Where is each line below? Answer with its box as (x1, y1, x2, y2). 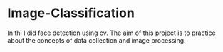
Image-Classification (7, 5, 135, 21)
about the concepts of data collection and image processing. (7, 36, 187, 44)
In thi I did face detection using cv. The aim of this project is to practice (7, 28, 216, 37)
